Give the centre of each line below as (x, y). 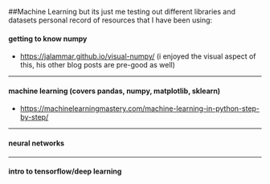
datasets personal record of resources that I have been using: (110, 20)
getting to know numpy (48, 39)
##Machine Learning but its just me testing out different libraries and (122, 12)
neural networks (37, 143)
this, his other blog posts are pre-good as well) (97, 65)
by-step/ (34, 117)
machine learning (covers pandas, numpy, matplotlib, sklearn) (115, 91)
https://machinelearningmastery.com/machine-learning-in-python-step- (139, 108)
